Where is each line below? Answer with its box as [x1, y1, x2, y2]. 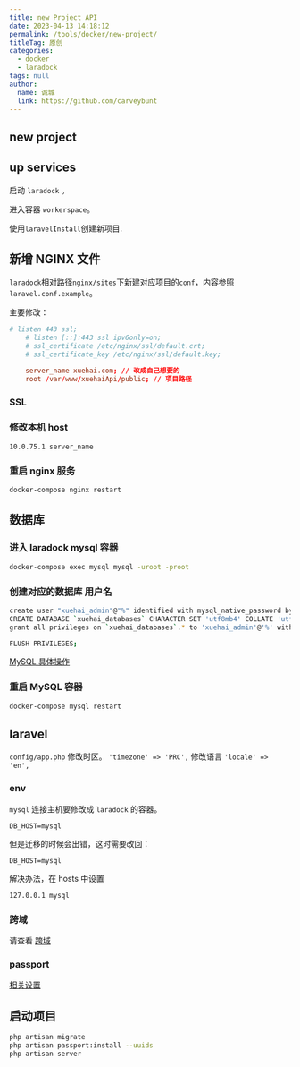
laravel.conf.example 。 [9, 288, 98, 299]
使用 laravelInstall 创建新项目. [9, 223, 123, 234]
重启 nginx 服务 [9, 465, 76, 477]
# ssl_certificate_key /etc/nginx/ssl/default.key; [25, 350, 221, 359]
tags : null [9, 72, 50, 81]
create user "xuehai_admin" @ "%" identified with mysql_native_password [9, 606, 281, 615]
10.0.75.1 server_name [9, 442, 94, 451]
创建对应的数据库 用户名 [9, 585, 112, 598]
